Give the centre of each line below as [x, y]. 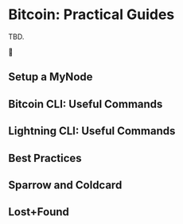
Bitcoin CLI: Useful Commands [86, 104]
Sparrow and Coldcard [65, 185]
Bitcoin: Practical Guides [91, 15]
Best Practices [45, 158]
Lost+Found [39, 212]
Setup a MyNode [51, 77]
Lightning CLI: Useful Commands [92, 131]
